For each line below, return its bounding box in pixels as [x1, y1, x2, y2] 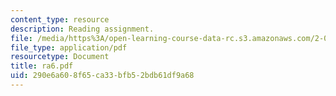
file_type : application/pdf [10, 42, 128, 53]
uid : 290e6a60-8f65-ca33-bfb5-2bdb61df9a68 [10, 71, 195, 81]
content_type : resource [10, 14, 110, 25]
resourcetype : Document [10, 52, 110, 62]
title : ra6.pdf [10, 61, 74, 71]
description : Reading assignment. [10, 24, 155, 34]
